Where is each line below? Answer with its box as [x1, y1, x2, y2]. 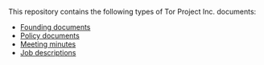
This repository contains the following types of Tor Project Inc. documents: [8, 7, 257, 16]
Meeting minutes [19, 39, 76, 49]
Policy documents [19, 31, 80, 40]
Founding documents [19, 22, 91, 31]
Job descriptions [19, 48, 76, 57]
